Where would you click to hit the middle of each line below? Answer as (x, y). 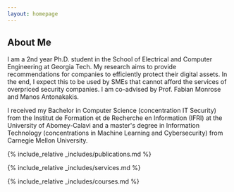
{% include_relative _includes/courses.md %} (73, 181)
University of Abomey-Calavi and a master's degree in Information (103, 126)
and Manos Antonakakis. (43, 97)
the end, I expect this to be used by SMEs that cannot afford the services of (117, 82)
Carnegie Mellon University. (48, 140)
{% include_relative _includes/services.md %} (74, 168)
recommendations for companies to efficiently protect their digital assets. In (117, 74)
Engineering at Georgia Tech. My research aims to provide (92, 67)
